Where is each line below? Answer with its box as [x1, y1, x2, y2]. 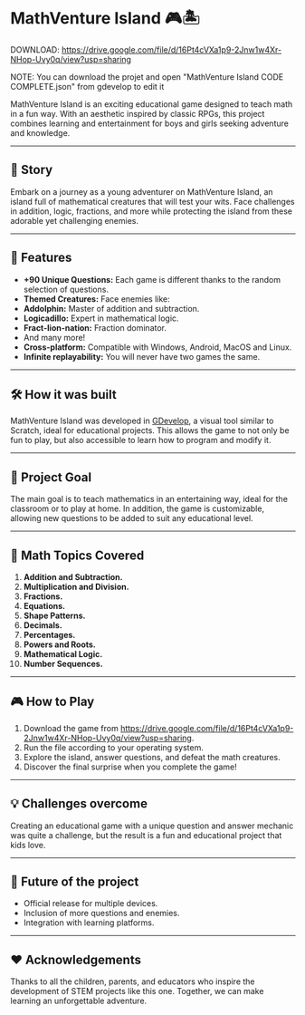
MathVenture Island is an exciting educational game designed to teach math [10, 98, 293, 110]
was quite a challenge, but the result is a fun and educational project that [10, 829, 282, 840]
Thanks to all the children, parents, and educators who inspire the [10, 976, 256, 987]
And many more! [23, 332, 86, 343]
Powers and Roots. [23, 639, 96, 650]
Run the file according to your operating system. [23, 741, 205, 753]
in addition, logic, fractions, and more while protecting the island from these [10, 206, 293, 217]
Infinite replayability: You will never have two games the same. [23, 351, 261, 362]
